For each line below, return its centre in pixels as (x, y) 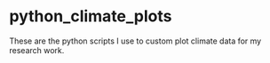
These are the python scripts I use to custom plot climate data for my (135, 41)
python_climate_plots (91, 16)
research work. (37, 50)
